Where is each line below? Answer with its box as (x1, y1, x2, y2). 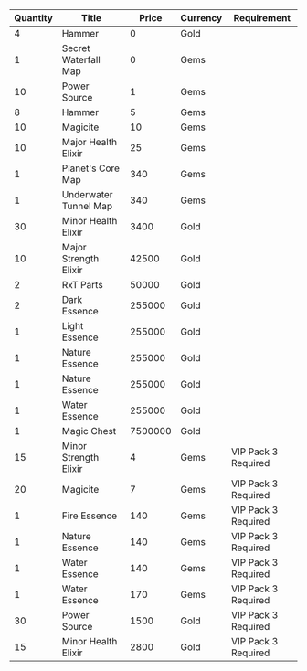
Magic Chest (61, 425, 117, 437)
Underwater (61, 188, 113, 200)
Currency (180, 12, 223, 24)
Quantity (14, 12, 53, 24)
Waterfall (61, 54, 101, 66)
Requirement (233, 12, 291, 24)
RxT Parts (61, 279, 103, 291)
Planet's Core (61, 162, 121, 175)
